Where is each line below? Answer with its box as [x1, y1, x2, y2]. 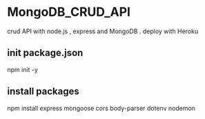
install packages [7, 86, 79, 98]
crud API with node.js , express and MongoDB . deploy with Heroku [7, 27, 199, 35]
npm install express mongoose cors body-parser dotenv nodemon [7, 104, 195, 112]
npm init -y [7, 65, 38, 73]
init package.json [7, 47, 84, 59]
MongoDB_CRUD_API [7, 4, 131, 20]
